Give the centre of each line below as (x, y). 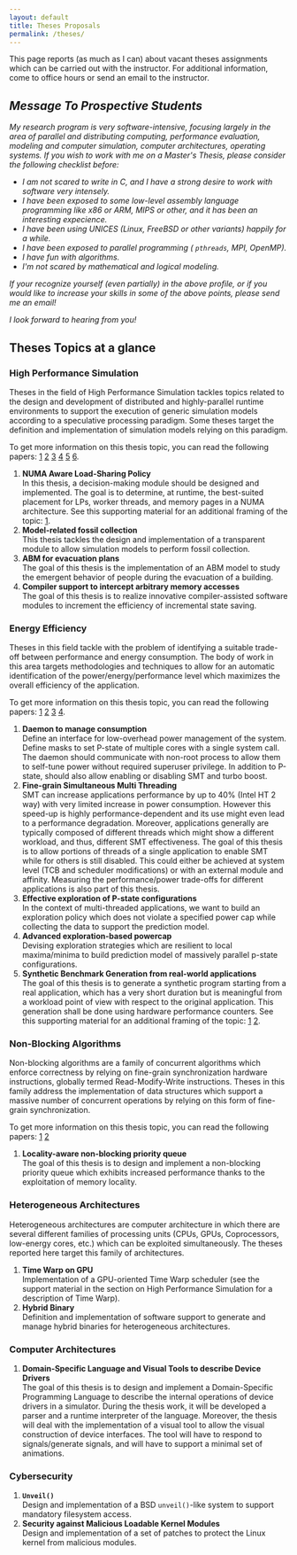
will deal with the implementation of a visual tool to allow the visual (143, 1425)
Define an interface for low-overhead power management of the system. (154, 739)
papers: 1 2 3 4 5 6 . (44, 456)
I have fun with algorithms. (71, 257)
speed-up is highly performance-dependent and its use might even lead (153, 814)
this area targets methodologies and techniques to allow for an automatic (142, 666)
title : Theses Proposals (55, 26)
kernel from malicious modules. (79, 1543)
